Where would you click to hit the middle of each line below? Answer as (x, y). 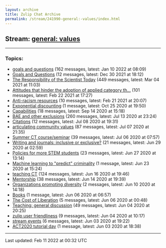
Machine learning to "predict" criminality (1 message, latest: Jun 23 (81, 164)
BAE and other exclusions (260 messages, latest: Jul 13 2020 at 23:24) (84, 116)
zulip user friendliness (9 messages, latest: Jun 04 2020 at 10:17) (79, 216)
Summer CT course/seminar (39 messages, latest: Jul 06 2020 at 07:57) (86, 137)
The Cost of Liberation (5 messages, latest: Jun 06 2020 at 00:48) (80, 200)
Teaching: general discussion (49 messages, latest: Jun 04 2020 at (81, 206)
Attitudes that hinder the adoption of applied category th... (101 (76, 90)
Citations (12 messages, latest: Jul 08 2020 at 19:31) (65, 122)
